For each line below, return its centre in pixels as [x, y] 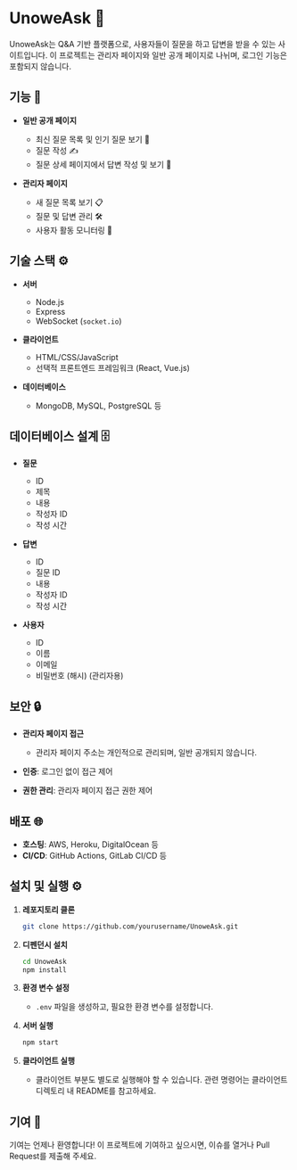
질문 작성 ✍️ [57, 150]
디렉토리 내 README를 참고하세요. [96, 1091]
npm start [41, 1042]
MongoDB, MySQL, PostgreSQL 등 [99, 406]
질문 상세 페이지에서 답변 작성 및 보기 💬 [103, 164]
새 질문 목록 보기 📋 [70, 202]
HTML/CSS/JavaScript [77, 357]
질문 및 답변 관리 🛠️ [69, 216]
